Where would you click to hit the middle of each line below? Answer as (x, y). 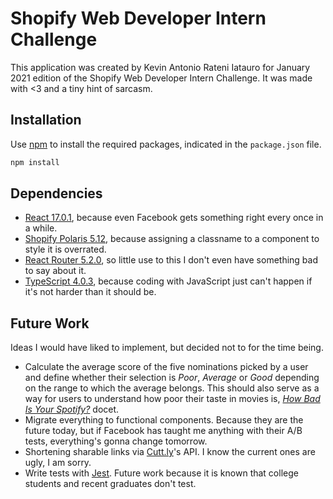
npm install (35, 162)
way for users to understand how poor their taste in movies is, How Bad (172, 399)
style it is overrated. (65, 249)
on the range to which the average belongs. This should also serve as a (172, 388)
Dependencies (56, 193)
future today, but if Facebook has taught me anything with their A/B (163, 431)
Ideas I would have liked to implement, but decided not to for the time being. (167, 348)
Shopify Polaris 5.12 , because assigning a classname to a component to (172, 239)
